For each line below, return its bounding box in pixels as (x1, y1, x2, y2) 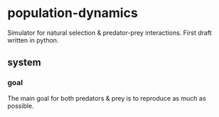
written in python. (7, 35, 59, 44)
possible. (7, 101, 34, 110)
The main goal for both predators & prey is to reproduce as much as (7, 94, 206, 102)
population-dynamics (7, 5, 139, 21)
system (7, 57, 41, 69)
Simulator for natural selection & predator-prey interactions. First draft (7, 28, 212, 37)
